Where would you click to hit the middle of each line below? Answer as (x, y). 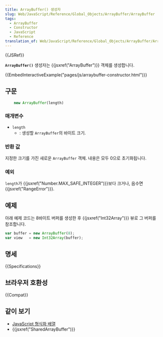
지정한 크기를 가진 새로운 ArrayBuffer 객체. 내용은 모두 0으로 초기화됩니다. (76, 158)
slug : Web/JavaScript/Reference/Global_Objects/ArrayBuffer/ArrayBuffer (80, 14)
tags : (10, 18)
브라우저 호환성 (26, 283)
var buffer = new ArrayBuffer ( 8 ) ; (40, 233)
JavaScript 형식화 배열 (34, 324)
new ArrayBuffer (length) (39, 103)
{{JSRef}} (15, 55)
